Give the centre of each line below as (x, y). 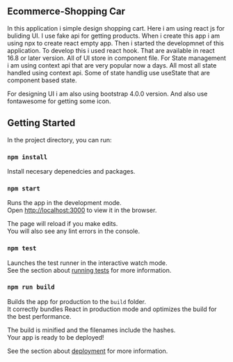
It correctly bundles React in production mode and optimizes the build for (112, 309)
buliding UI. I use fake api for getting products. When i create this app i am (114, 36)
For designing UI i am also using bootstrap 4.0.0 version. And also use (107, 93)
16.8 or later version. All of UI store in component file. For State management (116, 58)
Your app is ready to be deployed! (56, 337)
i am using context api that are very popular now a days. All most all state (112, 65)
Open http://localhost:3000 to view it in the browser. (82, 210)
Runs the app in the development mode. (64, 203)
